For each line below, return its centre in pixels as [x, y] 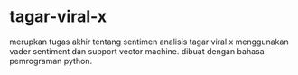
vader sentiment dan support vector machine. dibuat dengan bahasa [137, 51]
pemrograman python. [51, 61]
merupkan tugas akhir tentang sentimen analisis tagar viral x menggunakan [149, 42]
